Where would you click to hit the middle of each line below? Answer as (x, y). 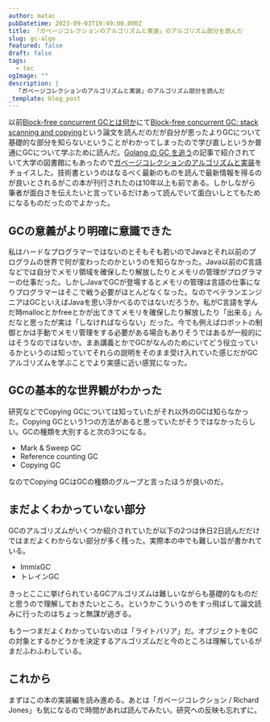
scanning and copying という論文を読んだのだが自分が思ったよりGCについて (135, 132)
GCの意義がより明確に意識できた (90, 231)
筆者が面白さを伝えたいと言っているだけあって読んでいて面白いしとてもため (135, 193)
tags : (17, 61)
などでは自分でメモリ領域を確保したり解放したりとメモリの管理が (118, 272)
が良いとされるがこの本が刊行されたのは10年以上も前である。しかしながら (132, 183)
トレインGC (39, 576)
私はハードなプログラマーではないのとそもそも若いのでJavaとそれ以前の (129, 252)
